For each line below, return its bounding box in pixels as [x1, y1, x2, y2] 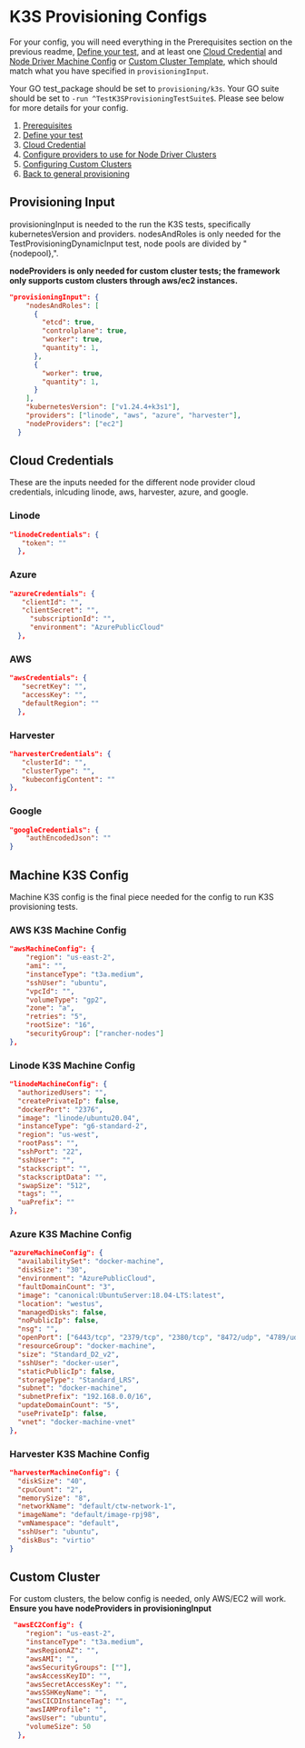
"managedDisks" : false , [17, 1307, 107, 1317]
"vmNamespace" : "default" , [17, 1519, 120, 1528]
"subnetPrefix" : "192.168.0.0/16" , [17, 1393, 152, 1402]
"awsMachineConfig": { [9, 944, 95, 954]
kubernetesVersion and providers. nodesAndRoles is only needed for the [9, 228, 281, 239]
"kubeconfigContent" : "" [21, 774, 116, 784]
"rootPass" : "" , [17, 1139, 79, 1148]
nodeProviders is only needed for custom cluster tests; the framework [9, 265, 280, 276]
